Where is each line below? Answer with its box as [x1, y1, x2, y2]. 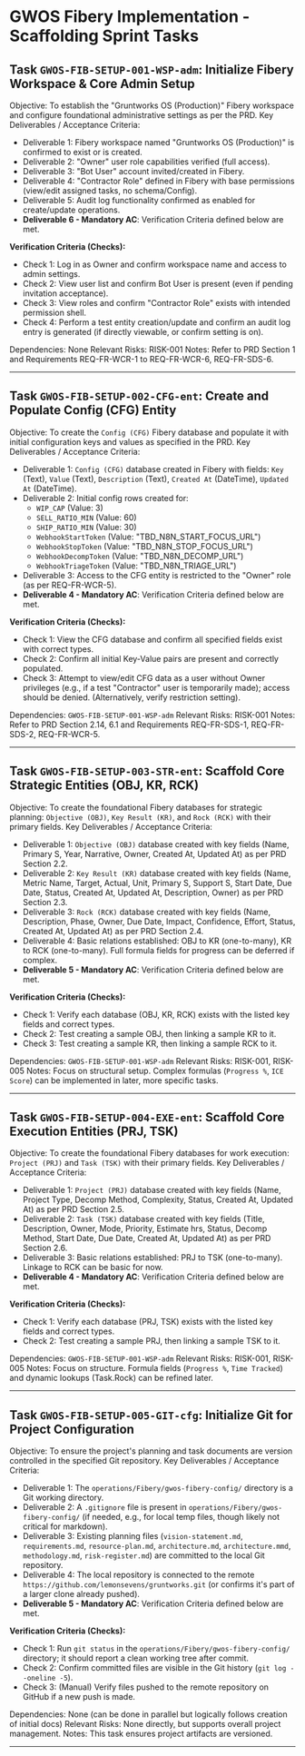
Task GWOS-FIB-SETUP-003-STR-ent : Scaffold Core [9, 764, 285, 779]
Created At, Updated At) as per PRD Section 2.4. [22, 925, 204, 936]
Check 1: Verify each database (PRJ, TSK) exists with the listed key [22, 1317, 274, 1327]
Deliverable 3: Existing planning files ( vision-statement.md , [22, 1531, 243, 1542]
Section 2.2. [22, 858, 68, 869]
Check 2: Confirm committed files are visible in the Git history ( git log [22, 1662, 287, 1673]
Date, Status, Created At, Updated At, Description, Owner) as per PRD [22, 887, 284, 898]
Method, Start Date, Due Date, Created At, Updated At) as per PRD [22, 1233, 271, 1244]
